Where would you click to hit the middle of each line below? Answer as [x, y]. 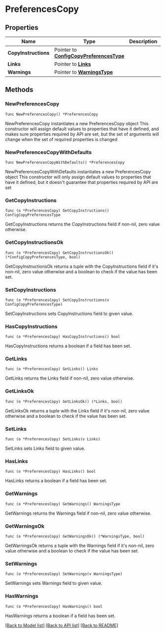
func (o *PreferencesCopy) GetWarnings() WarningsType [63, 504]
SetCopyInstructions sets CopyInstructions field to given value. [69, 314]
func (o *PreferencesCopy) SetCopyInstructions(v [57, 300]
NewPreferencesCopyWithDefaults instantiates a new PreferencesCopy [78, 171]
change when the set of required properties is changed [61, 139]
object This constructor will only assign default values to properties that [78, 177]
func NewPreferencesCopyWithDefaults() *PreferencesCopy [65, 162]
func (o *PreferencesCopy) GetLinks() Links [52, 369]
